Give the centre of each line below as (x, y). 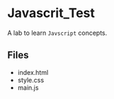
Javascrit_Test (51, 13)
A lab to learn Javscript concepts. (57, 33)
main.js (28, 88)
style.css (31, 80)
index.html (33, 72)
